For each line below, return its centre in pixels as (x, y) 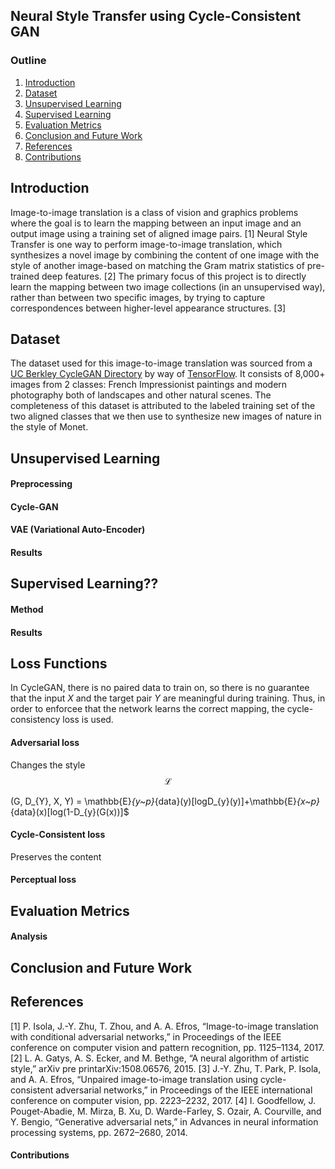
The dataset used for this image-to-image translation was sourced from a (161, 363)
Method (27, 610)
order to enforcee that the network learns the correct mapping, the (147, 709)
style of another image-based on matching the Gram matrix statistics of (157, 265)
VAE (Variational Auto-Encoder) (78, 530)
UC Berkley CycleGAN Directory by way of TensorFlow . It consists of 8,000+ (168, 374)
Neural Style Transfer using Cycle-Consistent (156, 16)
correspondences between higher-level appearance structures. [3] (148, 308)
